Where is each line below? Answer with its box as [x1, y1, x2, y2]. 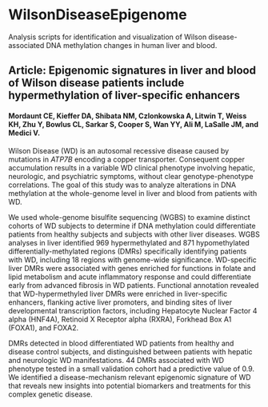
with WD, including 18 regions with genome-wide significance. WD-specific [8, 254, 258, 265]
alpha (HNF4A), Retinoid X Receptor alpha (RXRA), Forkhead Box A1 [8, 314, 232, 324]
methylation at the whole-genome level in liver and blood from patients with [8, 188, 258, 198]
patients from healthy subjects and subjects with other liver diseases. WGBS [8, 229, 260, 239]
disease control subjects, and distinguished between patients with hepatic [8, 346, 254, 357]
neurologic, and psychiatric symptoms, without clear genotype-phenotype [8, 171, 254, 181]
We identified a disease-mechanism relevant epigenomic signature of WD [8, 372, 251, 381]
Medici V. [8, 128, 41, 138]
